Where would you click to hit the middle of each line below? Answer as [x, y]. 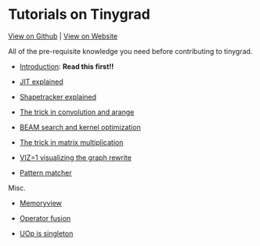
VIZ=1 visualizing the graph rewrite [75, 157]
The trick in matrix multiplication [71, 142]
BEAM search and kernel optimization [80, 127]
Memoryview [41, 203]
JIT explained [42, 81]
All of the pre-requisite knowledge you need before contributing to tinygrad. [130, 51]
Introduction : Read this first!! [67, 66]
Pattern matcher [45, 172]
